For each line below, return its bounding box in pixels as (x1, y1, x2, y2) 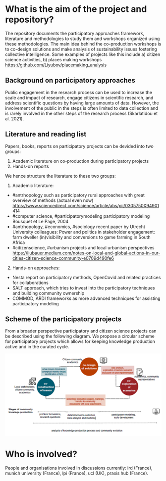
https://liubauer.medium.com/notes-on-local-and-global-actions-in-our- (12, 250, 161, 256)
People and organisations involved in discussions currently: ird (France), (5, 465, 153, 471)
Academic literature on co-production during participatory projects (12, 158, 149, 164)
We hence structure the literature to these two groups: (5, 173, 116, 179)
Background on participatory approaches (5, 76, 135, 85)
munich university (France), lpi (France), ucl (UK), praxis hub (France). (5, 470, 149, 476)
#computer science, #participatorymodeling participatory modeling (12, 213, 150, 219)
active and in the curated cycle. (5, 344, 69, 350)
